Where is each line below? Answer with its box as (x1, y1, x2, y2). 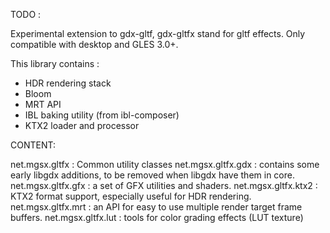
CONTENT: (10, 139, 56, 151)
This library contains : (10, 58, 100, 69)
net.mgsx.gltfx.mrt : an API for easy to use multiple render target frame (10, 201, 303, 213)
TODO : (10, 9, 42, 20)
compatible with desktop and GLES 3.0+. (10, 39, 179, 50)
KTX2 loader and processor (24, 120, 140, 131)
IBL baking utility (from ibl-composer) (24, 109, 180, 121)
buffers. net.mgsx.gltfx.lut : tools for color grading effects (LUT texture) (10, 212, 304, 223)
